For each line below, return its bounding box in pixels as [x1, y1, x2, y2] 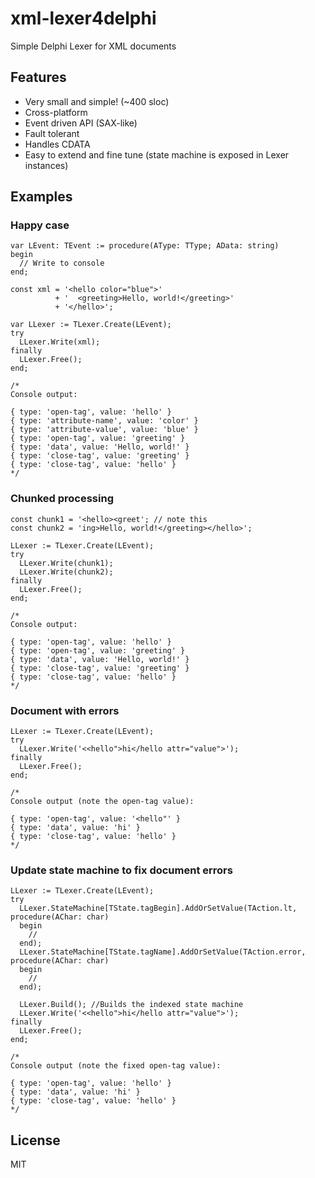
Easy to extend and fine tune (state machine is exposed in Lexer [24, 148, 290, 161]
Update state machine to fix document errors [10, 863, 233, 877]
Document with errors [10, 703, 120, 717]
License [10, 1132, 61, 1149]
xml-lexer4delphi [10, 7, 157, 30]
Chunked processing [10, 492, 114, 506]
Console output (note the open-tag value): [10, 797, 195, 807]
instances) [24, 159, 69, 171]
